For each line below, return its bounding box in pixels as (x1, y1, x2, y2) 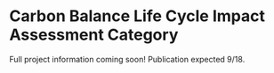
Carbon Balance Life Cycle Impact (9, 6, 265, 26)
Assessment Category (9, 25, 179, 45)
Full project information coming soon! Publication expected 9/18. (9, 54, 246, 64)
